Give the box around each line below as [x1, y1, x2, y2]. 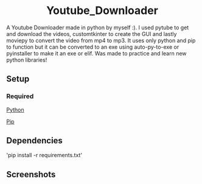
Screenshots [6, 169, 56, 180]
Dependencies [6, 135, 63, 146]
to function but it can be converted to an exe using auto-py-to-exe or [6, 43, 179, 51]
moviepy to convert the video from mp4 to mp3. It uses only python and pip [6, 37, 196, 44]
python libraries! [6, 56, 47, 63]
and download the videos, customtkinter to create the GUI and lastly [6, 30, 177, 37]
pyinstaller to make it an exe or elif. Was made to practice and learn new [6, 49, 187, 57]
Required [6, 92, 34, 101]
